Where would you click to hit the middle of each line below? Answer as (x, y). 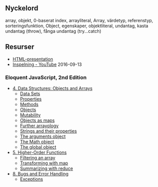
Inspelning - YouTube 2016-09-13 (47, 64)
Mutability (30, 115)
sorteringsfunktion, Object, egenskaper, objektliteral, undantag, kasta (77, 26)
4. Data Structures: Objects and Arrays (52, 88)
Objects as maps (37, 120)
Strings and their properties (48, 131)
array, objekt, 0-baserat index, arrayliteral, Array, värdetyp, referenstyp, (79, 20)
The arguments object (43, 136)
